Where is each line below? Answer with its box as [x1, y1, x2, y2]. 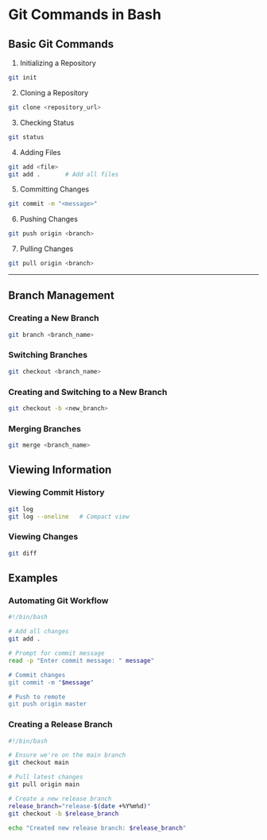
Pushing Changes [19, 215, 78, 224]
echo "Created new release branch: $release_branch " [8, 824, 187, 832]
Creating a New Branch [8, 312, 99, 323]
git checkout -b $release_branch [8, 809, 119, 818]
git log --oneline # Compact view [8, 513, 130, 521]
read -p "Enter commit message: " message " [8, 656, 155, 664]
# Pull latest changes [8, 773, 83, 781]
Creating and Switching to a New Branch [8, 386, 168, 397]
